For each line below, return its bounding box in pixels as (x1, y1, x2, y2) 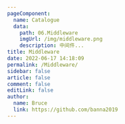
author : (7, 94, 30, 101)
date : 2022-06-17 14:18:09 (7, 55, 84, 62)
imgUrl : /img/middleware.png (19, 36, 103, 43)
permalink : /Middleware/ (7, 61, 78, 68)
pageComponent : (7, 10, 51, 17)
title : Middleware (7, 49, 60, 56)
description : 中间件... (19, 42, 84, 49)
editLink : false (7, 87, 54, 94)
